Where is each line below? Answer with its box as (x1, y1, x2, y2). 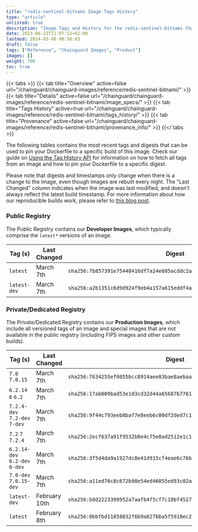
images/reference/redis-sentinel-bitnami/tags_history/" (6, 111, 140, 118)
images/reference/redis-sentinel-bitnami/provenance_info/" (6, 124, 151, 131)
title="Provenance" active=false (6, 118, 84, 125)
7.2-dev (9, 415, 31, 421)
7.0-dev (9, 472, 31, 478)
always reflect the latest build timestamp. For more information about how (6, 191, 186, 198)
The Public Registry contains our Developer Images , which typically (6, 225, 172, 233)
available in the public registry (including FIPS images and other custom (6, 331, 180, 338)
